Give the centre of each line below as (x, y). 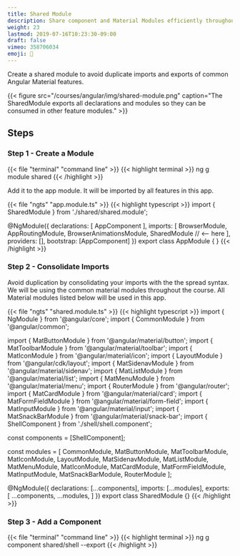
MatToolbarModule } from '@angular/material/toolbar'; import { (100, 348)
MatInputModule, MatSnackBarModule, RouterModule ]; (90, 474)
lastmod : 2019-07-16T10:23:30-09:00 (62, 34)
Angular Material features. (46, 81)
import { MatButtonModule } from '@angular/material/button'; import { (110, 340)
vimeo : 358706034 (33, 47)
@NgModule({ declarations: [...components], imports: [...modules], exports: (119, 488)
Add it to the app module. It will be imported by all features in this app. (111, 191)
